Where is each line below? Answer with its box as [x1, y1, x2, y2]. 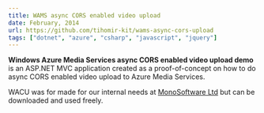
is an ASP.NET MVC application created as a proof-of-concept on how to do [8, 64, 256, 73]
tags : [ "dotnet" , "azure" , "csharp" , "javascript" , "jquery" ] [8, 33, 217, 42]
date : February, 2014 [8, 19, 80, 27]
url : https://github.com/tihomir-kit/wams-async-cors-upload [8, 26, 214, 34]
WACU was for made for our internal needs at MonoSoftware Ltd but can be [8, 88, 255, 97]
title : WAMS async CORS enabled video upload [8, 11, 160, 20]
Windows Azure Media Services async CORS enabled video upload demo [8, 55, 255, 65]
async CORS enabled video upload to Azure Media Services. [8, 72, 206, 81]
